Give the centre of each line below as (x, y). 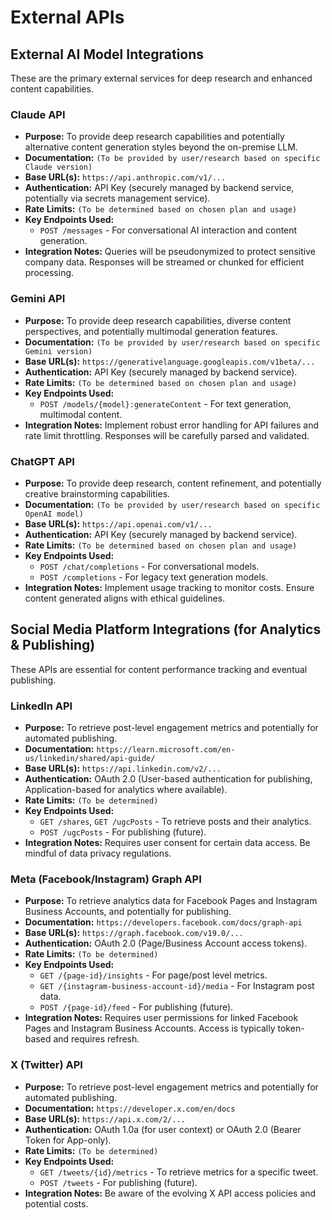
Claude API (38, 114)
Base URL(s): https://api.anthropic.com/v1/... (125, 177)
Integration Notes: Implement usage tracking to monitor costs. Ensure (169, 587)
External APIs (67, 17)
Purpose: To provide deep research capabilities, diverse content (158, 320)
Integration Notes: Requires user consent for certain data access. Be (167, 842)
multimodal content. (81, 414)
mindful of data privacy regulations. (98, 853)
